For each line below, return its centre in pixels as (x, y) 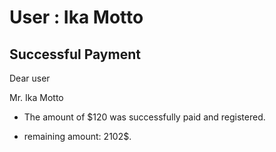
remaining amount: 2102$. (77, 136)
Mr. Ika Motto (36, 97)
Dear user (30, 78)
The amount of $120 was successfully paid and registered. (144, 117)
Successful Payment (75, 54)
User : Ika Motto (76, 17)
